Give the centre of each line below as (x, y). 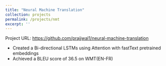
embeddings (25, 53)
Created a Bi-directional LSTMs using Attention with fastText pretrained (87, 48)
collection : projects (28, 15)
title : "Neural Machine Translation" (45, 10)
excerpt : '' (18, 24)
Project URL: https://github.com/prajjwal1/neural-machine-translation (77, 38)
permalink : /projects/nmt (32, 19)
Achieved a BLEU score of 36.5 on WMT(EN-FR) (63, 59)
